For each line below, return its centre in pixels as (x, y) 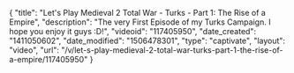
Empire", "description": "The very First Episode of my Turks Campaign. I (140, 22)
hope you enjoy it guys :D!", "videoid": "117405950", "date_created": (133, 31)
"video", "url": (34, 50)
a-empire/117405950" (49, 59)
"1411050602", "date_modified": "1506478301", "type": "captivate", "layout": (147, 40)
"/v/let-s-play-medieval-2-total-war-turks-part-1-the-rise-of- (173, 50)
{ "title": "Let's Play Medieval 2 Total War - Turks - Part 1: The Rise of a (138, 13)
